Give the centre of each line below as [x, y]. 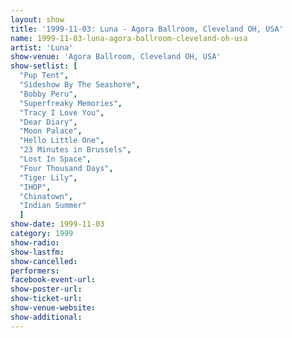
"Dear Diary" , [48, 122]
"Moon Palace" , [51, 131]
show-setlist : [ [44, 66]
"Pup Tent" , [44, 76]
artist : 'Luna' [42, 47]
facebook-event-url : [53, 280]
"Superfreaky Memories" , [71, 103]
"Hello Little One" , [62, 141]
